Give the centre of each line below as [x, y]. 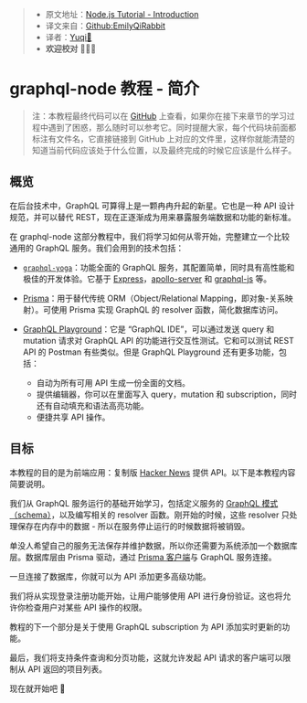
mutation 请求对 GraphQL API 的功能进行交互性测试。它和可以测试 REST [158, 340]
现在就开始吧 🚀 [37, 688]
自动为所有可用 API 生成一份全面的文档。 [113, 382]
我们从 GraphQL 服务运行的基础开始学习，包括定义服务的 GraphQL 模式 [144, 503]
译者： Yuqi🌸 [69, 37]
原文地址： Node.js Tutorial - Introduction [122, 14]
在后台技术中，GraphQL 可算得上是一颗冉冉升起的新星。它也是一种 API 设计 [152, 206]
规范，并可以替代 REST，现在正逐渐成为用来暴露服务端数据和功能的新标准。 [153, 217]
